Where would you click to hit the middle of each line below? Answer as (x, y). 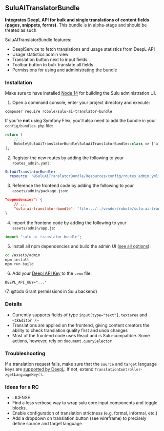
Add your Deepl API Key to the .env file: (52, 273)
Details (14, 304)
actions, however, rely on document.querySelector (62, 341)
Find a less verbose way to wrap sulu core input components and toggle (85, 403)
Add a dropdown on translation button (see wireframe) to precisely (79, 418)
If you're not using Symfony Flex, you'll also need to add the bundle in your (81, 121)
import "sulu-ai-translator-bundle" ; (43, 237)
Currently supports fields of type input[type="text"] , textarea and (80, 315)
